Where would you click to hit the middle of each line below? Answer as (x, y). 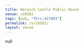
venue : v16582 (19, 14)
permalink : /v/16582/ (27, 23)
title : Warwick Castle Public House (42, 9)
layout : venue (19, 28)
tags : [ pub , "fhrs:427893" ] (34, 18)
